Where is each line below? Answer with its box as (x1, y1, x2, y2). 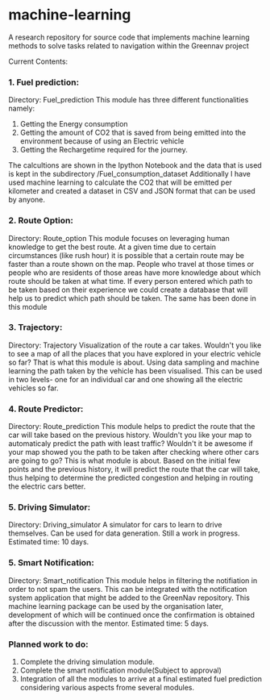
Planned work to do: (8, 639, 89, 650)
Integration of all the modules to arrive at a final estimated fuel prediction (19, 674, 263, 684)
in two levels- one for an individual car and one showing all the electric (8, 374, 243, 384)
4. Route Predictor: (8, 403, 84, 415)
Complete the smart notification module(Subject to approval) (19, 665, 222, 675)
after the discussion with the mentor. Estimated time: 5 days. (8, 619, 210, 628)
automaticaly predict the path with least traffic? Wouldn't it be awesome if (8, 439, 254, 448)
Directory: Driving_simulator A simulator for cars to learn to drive (8, 520, 222, 530)
